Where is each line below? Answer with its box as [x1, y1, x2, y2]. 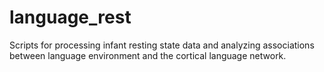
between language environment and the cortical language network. [9, 49, 287, 61]
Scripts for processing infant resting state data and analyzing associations [9, 39, 315, 51]
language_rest [9, 6, 132, 29]
